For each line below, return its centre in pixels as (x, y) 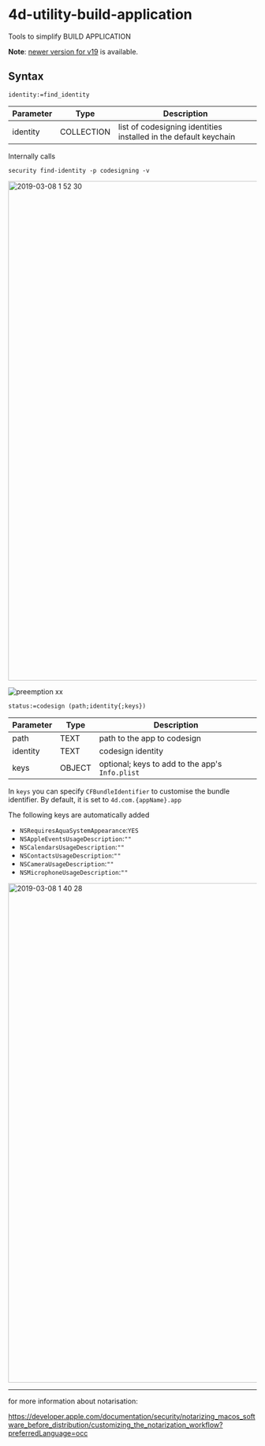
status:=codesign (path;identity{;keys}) (77, 706)
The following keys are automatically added (79, 815)
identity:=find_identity (49, 95)
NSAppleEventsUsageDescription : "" (75, 839)
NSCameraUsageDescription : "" (67, 863)
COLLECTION (85, 132)
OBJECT (76, 768)
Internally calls (32, 156)
